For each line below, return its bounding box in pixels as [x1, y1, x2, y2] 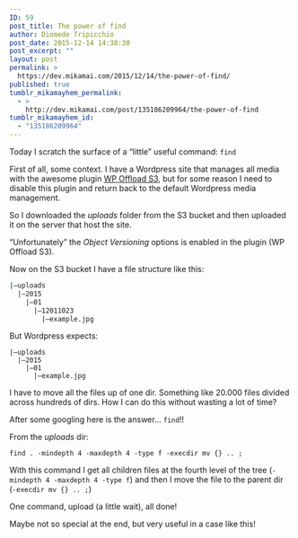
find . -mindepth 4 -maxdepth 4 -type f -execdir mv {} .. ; [9, 449, 243, 458]
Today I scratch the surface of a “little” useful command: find [9, 146, 236, 157]
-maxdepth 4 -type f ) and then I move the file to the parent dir [53, 474, 285, 485]
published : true [9, 80, 70, 89]
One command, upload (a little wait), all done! [9, 501, 178, 512]
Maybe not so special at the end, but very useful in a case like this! [9, 518, 256, 530]
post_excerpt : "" [9, 47, 74, 56]
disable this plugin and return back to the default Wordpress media [9, 183, 257, 193]
